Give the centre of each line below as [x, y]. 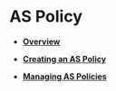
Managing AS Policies [64, 76]
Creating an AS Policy [64, 59]
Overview [41, 41]
